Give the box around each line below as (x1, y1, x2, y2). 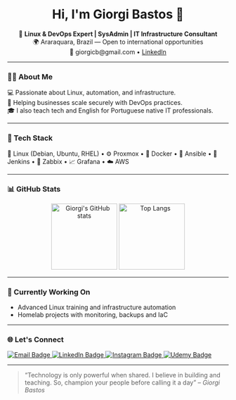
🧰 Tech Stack (7, 133, 53, 143)
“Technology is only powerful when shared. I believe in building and (24, 371, 221, 380)
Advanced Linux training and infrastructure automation (17, 303, 176, 312)
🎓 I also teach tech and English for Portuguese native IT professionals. (7, 106, 214, 115)
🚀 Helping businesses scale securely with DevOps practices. (7, 99, 183, 107)
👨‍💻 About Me (7, 72, 53, 82)
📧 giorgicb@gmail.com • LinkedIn (69, 47, 167, 56)
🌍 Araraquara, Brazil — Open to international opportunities (32, 37, 204, 46)
